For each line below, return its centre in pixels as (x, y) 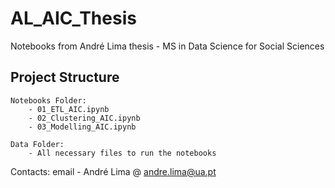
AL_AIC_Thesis (73, 18)
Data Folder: (37, 144)
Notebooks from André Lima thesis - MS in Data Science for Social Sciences (167, 46)
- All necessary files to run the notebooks (122, 153)
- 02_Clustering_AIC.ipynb (84, 118)
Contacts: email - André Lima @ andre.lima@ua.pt (113, 171)
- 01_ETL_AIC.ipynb (69, 109)
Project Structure (65, 77)
